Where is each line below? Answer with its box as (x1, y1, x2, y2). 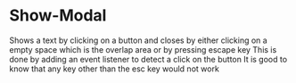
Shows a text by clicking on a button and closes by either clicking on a (9, 35, 267, 46)
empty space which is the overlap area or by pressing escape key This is (9, 44, 277, 54)
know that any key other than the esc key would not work (9, 63, 220, 74)
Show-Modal (9, 5, 107, 26)
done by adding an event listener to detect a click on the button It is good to (9, 54, 288, 64)
